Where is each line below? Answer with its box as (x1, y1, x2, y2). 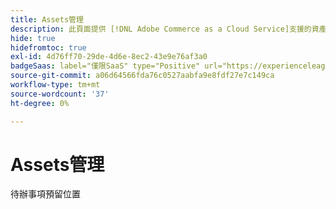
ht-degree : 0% (10, 98, 70, 108)
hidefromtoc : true (10, 42, 87, 53)
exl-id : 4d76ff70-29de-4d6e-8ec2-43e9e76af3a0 (10, 52, 208, 62)
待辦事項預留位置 (10, 188, 81, 200)
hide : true (10, 33, 56, 43)
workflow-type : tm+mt (10, 80, 101, 90)
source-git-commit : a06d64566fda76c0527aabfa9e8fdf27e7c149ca (10, 71, 275, 81)
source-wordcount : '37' (10, 89, 110, 99)
